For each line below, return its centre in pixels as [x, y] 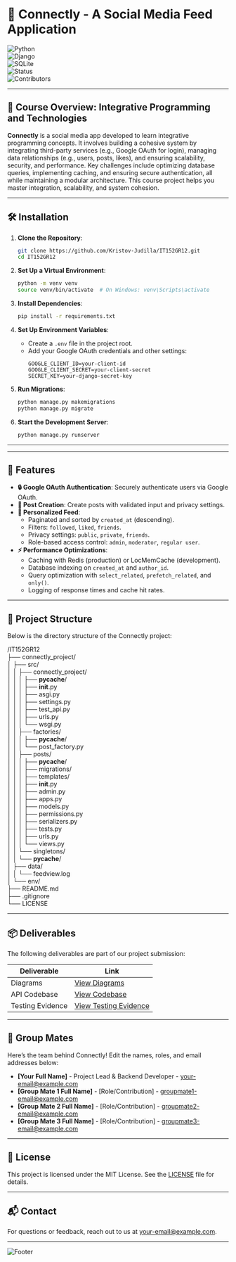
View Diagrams [100, 983]
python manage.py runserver [58, 435]
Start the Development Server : [63, 422]
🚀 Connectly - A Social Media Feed [110, 14]
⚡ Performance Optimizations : [63, 550]
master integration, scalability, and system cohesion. [83, 187]
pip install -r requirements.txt [66, 317]
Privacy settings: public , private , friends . [89, 535]
